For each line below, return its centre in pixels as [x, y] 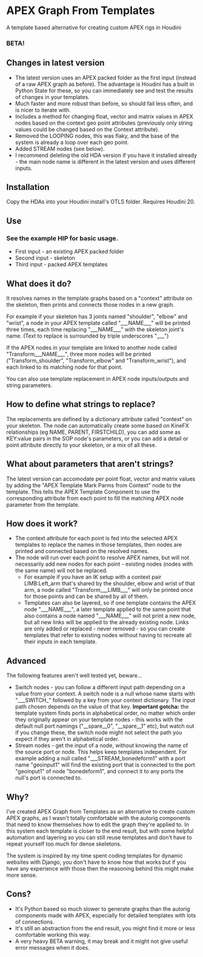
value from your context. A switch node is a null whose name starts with [105, 694]
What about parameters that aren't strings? [90, 464]
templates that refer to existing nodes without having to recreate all [108, 635]
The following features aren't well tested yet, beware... [74, 675]
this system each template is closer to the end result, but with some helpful [100, 831]
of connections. [35, 922]
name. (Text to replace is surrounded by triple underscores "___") [88, 336]
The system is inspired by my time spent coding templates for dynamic [95, 856]
